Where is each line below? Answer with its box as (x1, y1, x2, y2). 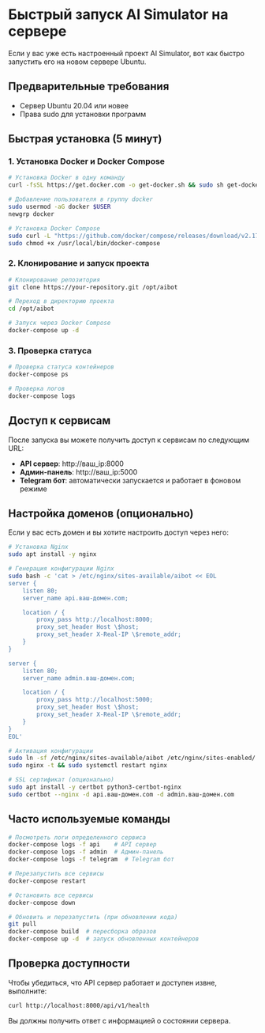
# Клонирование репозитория (8, 275, 101, 284)
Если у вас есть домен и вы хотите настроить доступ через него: (8, 528, 229, 537)
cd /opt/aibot (8, 305, 55, 313)
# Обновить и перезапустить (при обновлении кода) (8, 913, 178, 921)
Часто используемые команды (8, 812, 171, 826)
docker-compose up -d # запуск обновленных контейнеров (8, 935, 200, 943)
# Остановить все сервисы (8, 891, 93, 899)
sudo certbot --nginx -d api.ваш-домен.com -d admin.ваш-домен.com (8, 790, 235, 798)
